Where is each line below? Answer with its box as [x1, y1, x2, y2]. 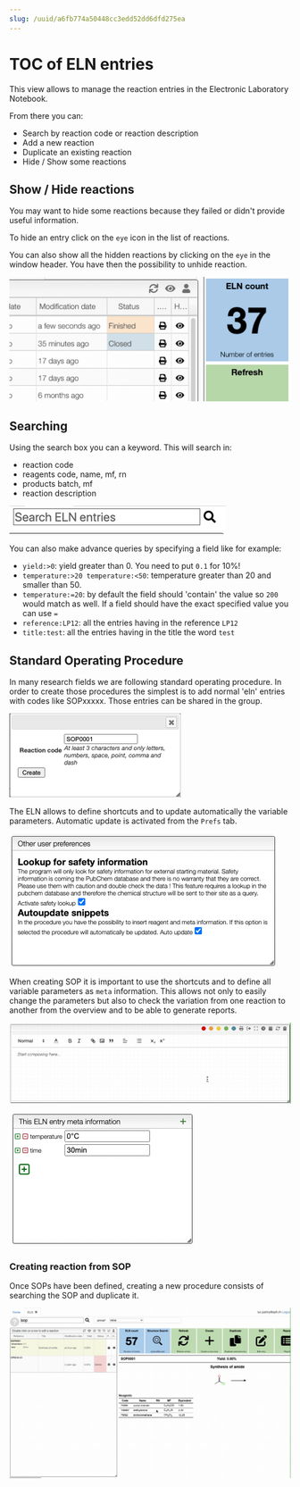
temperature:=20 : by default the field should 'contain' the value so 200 [21, 589, 279, 600]
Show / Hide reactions [9, 181, 135, 196]
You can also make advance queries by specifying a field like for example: [9, 543, 282, 554]
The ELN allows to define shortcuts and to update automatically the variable [9, 806, 288, 817]
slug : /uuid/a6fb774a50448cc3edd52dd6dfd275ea [9, 14, 186, 23]
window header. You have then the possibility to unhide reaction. [9, 259, 247, 270]
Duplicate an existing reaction [21, 146, 132, 157]
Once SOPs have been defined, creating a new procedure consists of [9, 1281, 264, 1291]
